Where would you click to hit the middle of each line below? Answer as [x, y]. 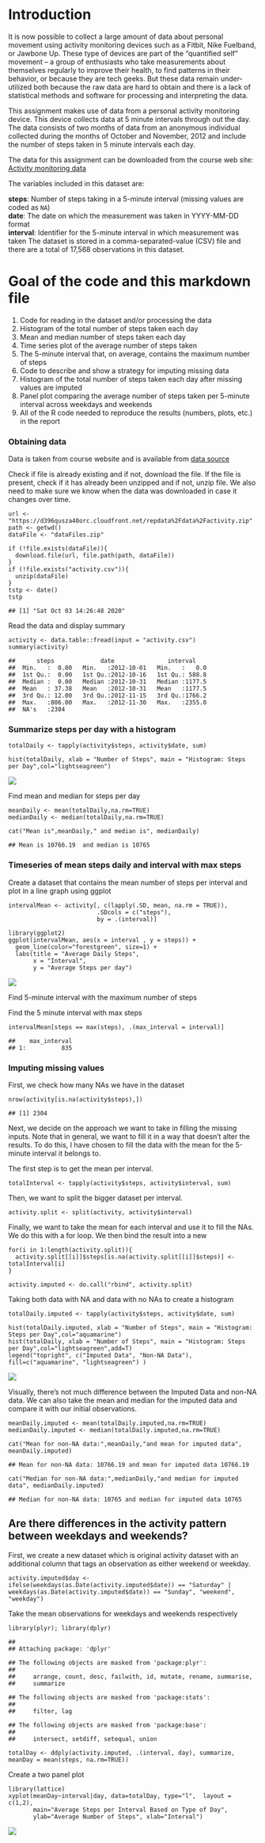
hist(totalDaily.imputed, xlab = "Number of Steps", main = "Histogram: [131, 1328]
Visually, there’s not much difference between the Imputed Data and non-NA [132, 1392]
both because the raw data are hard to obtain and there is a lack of [142, 87]
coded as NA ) [29, 207]
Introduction [50, 15]
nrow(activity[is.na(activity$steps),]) [76, 1100]
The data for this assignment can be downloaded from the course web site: [131, 159]
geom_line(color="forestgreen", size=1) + [86, 947]
